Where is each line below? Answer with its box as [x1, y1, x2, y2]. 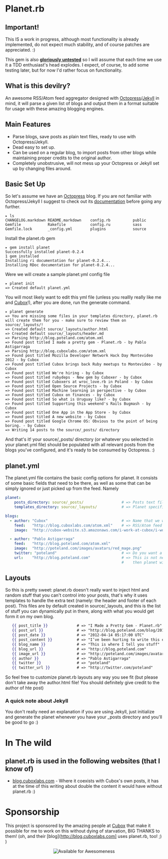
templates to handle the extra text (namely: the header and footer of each [5, 598, 156, 604]
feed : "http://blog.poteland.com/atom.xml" [14, 541, 111, 546]
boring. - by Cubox [5, 423, 46, 428]
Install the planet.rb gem [5, 235, 55, 241]
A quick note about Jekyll [5, 697, 68, 704]
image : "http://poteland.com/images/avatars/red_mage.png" [14, 546, 142, 551]
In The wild [5, 737, 51, 748]
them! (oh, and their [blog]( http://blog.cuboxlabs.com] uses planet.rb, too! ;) [5, 833, 162, 839]
